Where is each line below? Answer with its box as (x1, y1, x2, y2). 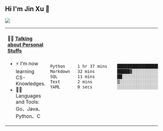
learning (16, 68, 35, 75)
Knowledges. (16, 80, 46, 87)
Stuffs (7, 47, 22, 54)
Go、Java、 (16, 106, 43, 112)
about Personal (7, 41, 44, 48)
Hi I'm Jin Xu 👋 (5, 5, 50, 13)
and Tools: (16, 98, 40, 105)
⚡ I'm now (16, 60, 39, 67)
